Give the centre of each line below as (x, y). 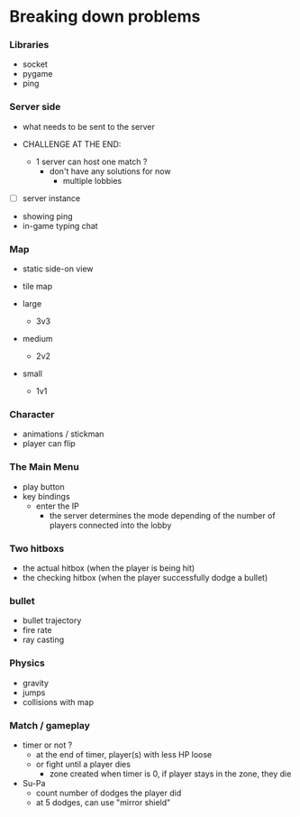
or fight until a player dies (83, 764)
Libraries (29, 45)
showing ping (48, 216)
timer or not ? (47, 745)
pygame (37, 74)
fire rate (37, 630)
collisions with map (58, 702)
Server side (35, 107)
